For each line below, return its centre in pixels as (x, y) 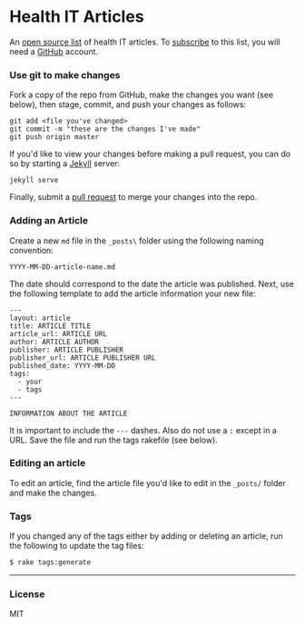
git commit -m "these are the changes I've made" (105, 129)
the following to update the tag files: (77, 546)
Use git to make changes (65, 75)
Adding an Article (49, 221)
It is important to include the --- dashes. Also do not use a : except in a (143, 430)
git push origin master (54, 137)
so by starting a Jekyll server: (65, 164)
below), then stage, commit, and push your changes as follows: (128, 104)
